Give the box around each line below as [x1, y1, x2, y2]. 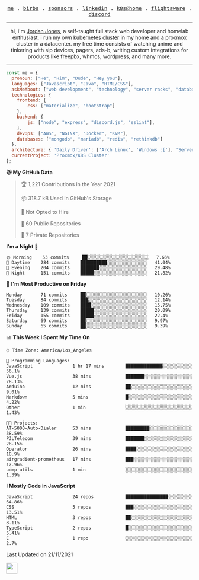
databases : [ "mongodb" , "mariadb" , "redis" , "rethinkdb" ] [17, 136, 163, 142]
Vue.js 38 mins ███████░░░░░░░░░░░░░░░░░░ [6, 373, 192, 379]
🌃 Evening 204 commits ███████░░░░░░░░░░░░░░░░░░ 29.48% [6, 264, 171, 270]
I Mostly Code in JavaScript [6, 482, 76, 489]
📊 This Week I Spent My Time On [6, 333, 90, 340]
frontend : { [17, 97, 46, 103]
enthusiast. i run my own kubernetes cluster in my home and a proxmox [12, 34, 187, 41]
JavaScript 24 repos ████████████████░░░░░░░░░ [6, 493, 192, 500]
